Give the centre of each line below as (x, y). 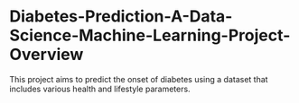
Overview (47, 55)
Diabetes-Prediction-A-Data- (121, 17)
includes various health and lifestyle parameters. (100, 89)
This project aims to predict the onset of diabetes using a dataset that (139, 79)
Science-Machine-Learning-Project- (150, 35)
